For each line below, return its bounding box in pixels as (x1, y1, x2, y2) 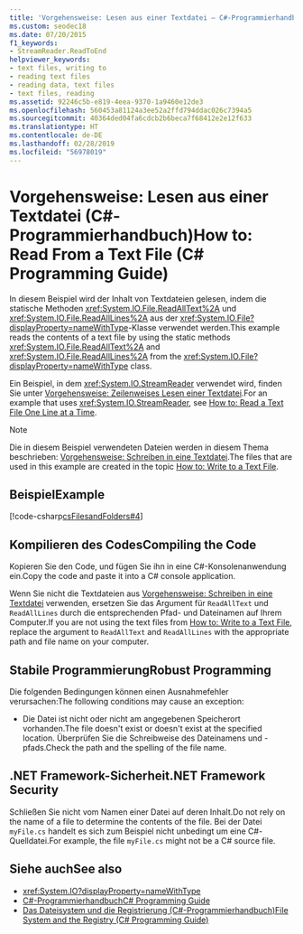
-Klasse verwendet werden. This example (127, 322, 280, 332)
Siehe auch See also (9, 862, 123, 877)
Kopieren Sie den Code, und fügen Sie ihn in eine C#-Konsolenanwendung (9, 561, 287, 572)
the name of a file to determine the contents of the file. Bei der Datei (9, 816, 262, 827)
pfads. (22, 743, 47, 752)
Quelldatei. (9, 835, 50, 845)
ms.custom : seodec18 (9, 22, 87, 31)
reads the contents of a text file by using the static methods (9, 332, 231, 342)
